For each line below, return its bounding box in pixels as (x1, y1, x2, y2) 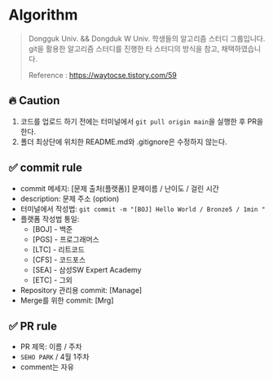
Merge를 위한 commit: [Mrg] (20, 295, 114, 305)
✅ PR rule (8, 319, 57, 333)
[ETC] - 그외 (32, 275, 73, 285)
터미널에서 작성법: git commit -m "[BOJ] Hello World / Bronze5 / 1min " (20, 203, 266, 213)
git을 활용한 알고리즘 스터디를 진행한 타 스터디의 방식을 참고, (28, 43, 220, 54)
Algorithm (8, 6, 78, 24)
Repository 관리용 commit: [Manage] (20, 285, 143, 294)
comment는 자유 (20, 362, 75, 372)
